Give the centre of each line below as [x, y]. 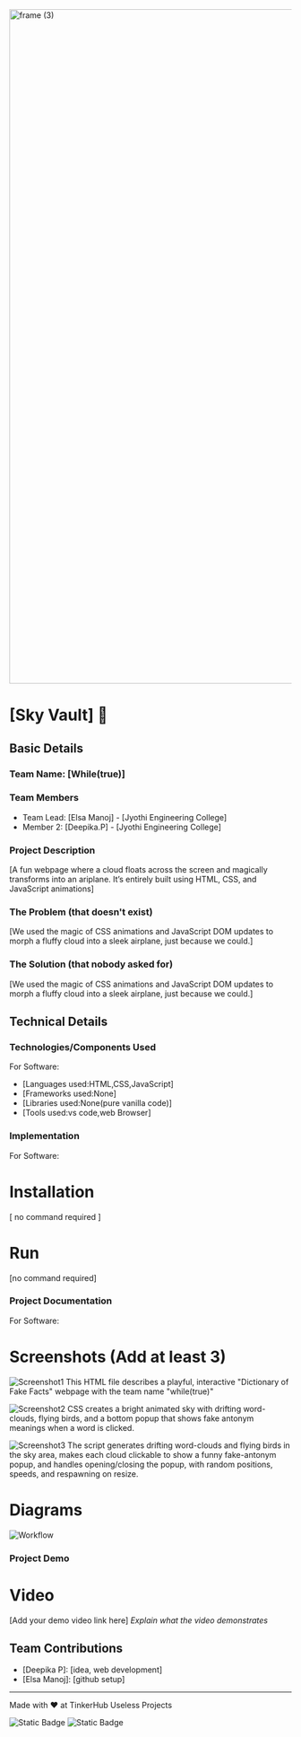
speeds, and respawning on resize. [74, 1474]
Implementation [45, 1136]
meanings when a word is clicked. [72, 1427]
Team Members [44, 798]
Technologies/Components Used [83, 1047]
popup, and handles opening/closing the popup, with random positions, [141, 1464]
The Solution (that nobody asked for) [91, 964]
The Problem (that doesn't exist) [81, 912]
